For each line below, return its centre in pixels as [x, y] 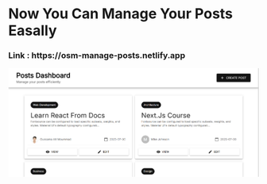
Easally [33, 31]
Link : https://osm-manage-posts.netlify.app [97, 56]
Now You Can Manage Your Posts [120, 14]
